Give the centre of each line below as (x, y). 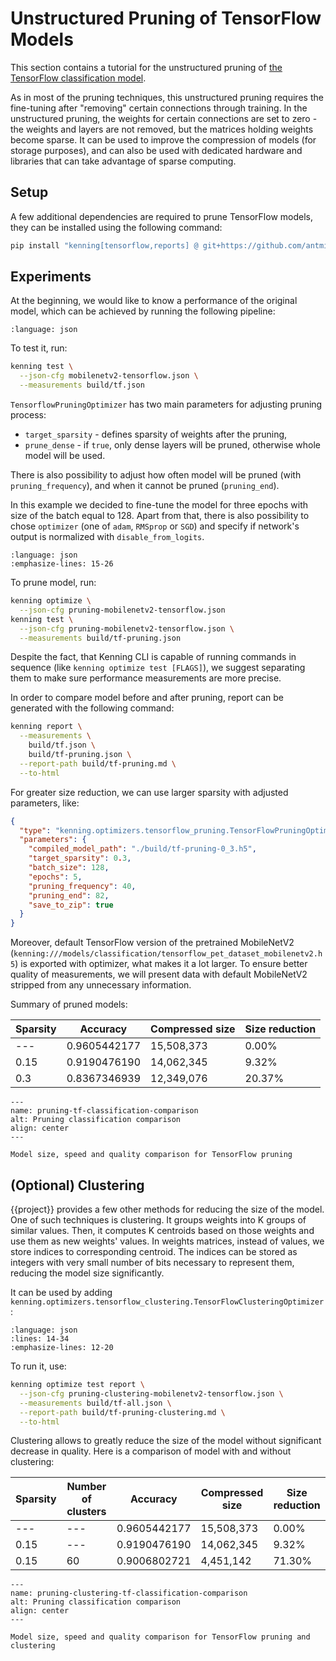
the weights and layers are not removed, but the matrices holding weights (162, 129)
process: (28, 415)
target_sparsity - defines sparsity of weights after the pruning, (156, 434)
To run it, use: (38, 1366)
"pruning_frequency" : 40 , (82, 886)
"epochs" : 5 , (55, 877)
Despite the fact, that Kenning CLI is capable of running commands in (153, 657)
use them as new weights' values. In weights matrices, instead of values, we (167, 1241)
